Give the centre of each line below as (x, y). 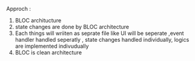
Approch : (19, 9)
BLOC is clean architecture (48, 53)
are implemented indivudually (52, 46)
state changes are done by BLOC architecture (72, 27)
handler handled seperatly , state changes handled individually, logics (102, 40)
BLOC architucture (38, 20)
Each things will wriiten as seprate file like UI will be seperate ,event (99, 33)
